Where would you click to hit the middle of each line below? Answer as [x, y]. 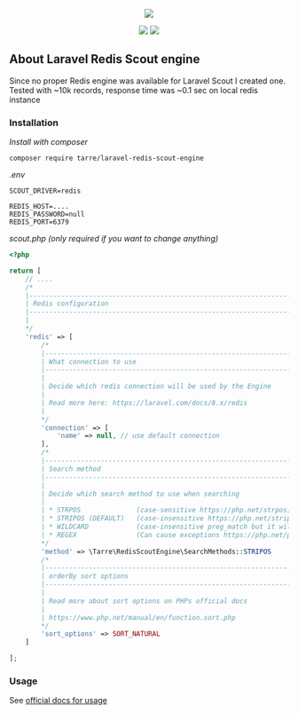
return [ [25, 271]
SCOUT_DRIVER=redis [45, 191]
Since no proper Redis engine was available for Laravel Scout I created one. [148, 81]
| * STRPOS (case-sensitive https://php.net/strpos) [166, 511]
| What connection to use [89, 361]
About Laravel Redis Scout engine [105, 59]
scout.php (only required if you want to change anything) [114, 239]
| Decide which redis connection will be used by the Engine [157, 386]
